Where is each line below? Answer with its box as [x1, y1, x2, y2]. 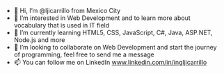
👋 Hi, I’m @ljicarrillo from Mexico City [13, 7, 121, 14]
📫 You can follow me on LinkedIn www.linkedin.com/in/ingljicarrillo [13, 59, 207, 66]
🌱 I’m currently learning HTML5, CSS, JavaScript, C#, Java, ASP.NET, [13, 28, 214, 36]
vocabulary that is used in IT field [13, 21, 110, 29]
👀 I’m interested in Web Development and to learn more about [13, 14, 191, 22]
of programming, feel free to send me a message [13, 50, 154, 59]
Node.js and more [13, 36, 65, 44]
